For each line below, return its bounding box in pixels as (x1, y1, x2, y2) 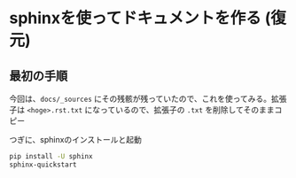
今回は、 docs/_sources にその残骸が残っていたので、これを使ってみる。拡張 (9, 94, 287, 104)
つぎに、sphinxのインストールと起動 (9, 135, 142, 144)
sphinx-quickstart (9, 160, 77, 169)
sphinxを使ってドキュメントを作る (9, 8, 261, 28)
